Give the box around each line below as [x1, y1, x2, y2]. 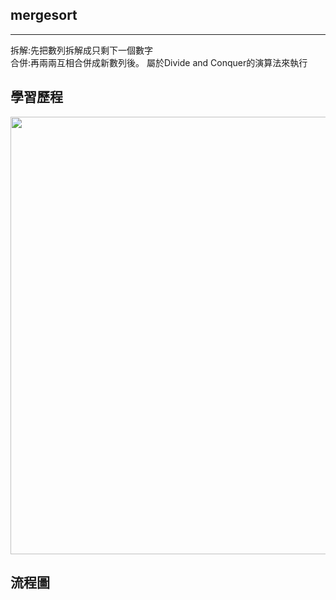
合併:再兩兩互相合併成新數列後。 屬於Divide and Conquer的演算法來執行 [10, 56, 308, 68]
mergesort [10, 7, 78, 24]
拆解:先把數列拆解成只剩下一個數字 [10, 44, 154, 56]
